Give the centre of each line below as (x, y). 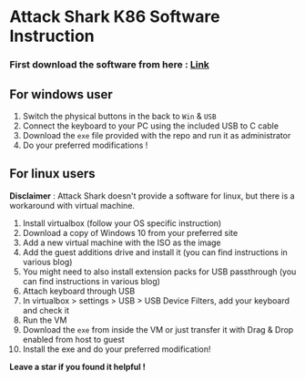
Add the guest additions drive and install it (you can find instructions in (155, 252)
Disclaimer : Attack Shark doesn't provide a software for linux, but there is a (152, 196)
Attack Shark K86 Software (115, 17)
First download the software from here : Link (109, 65)
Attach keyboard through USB (79, 291)
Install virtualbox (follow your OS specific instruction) (122, 223)
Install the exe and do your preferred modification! (117, 349)
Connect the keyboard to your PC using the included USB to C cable (151, 126)
